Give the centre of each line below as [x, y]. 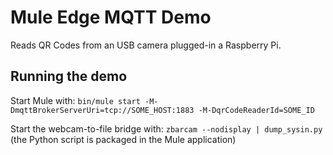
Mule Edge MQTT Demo [111, 17]
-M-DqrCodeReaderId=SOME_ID [256, 110]
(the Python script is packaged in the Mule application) [123, 139]
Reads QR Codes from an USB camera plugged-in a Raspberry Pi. [146, 45]
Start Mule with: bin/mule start [75, 100]
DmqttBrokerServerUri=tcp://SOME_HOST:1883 [102, 110]
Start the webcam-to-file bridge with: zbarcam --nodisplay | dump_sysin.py [166, 128]
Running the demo [69, 76]
